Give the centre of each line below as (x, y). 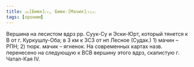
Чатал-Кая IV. (23, 59)
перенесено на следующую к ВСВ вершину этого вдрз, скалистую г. (93, 52)
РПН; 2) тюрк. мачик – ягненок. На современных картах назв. (84, 46)
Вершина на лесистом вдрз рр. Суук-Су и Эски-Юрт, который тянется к (97, 33)
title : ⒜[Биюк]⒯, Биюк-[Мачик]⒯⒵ (51, 11)
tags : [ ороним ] (25, 17)
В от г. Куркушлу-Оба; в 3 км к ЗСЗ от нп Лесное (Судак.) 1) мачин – (92, 40)
